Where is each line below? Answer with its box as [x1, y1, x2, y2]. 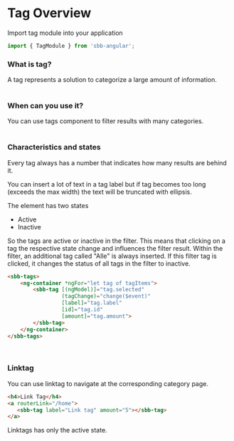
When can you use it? [7, 101, 84, 111]
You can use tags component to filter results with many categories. [7, 117, 204, 125]
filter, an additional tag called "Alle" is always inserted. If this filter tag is [7, 251, 217, 260]
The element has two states [7, 201, 89, 209]
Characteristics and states [7, 142, 101, 152]
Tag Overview [7, 5, 92, 21]
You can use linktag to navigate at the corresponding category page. [7, 379, 208, 388]
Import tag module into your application [7, 28, 123, 37]
